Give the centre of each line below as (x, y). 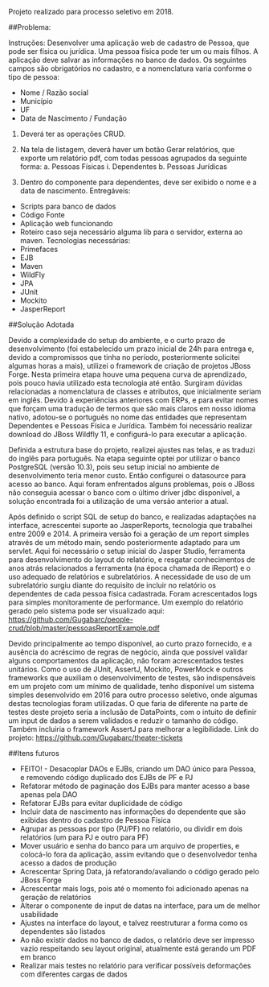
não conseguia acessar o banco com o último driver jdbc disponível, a (124, 493)
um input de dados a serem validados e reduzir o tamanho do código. (123, 721)
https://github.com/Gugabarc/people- (71, 619)
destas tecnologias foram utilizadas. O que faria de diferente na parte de (128, 703)
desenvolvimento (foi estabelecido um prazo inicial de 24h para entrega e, (131, 349)
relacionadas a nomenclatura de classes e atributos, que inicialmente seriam (135, 391)
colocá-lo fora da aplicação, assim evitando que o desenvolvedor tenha (139, 854)
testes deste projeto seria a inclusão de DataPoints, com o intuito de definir (132, 712)
